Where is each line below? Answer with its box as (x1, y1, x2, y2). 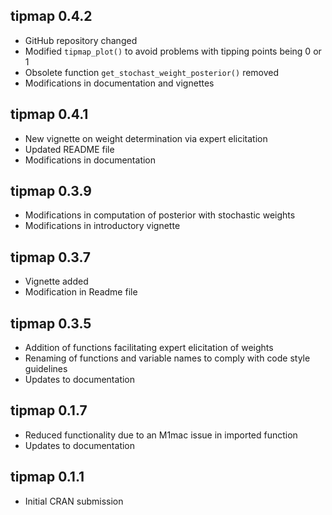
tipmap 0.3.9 (10, 183, 92, 200)
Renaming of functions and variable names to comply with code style (24, 352, 311, 364)
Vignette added (24, 275, 89, 288)
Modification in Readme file (24, 286, 138, 298)
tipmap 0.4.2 (10, 8, 93, 25)
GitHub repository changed (24, 34, 138, 46)
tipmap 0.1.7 (10, 402, 88, 419)
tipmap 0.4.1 (10, 106, 89, 123)
